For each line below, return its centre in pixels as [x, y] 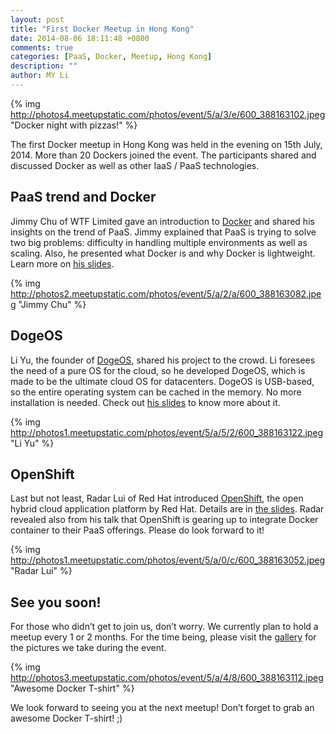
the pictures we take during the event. [88, 648]
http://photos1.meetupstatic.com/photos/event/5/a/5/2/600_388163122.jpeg [167, 432]
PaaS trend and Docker [83, 197]
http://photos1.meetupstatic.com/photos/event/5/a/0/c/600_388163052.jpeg [168, 560]
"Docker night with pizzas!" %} [74, 125]
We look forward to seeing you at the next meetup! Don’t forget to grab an [162, 708]
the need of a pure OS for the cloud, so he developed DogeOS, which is [158, 370]
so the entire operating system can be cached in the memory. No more [156, 392]
